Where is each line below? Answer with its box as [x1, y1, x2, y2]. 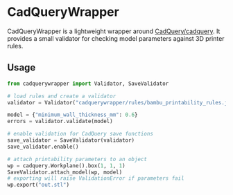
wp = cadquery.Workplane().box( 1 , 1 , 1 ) [7, 162, 126, 169]
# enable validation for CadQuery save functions [7, 131, 154, 138]
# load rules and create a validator [7, 93, 116, 100]
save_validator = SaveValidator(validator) [7, 137, 135, 144]
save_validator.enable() [7, 143, 79, 150]
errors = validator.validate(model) [7, 118, 113, 125]
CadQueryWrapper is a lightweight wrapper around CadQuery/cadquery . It [7, 27, 221, 35]
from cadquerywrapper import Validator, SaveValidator [7, 80, 169, 87]
